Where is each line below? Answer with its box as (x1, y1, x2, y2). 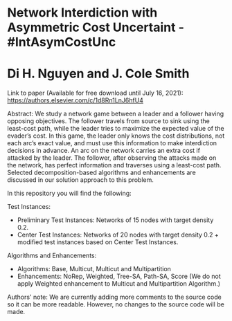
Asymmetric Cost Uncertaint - (7, 19, 185, 35)
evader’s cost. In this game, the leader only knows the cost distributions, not (7, 131, 225, 140)
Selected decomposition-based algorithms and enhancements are (7, 168, 196, 177)
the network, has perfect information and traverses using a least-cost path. (7, 161, 222, 169)
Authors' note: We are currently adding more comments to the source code (7, 293, 222, 302)
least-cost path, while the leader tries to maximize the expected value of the (7, 125, 224, 133)
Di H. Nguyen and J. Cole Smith (7, 66, 190, 82)
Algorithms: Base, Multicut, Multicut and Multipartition (17, 265, 172, 273)
